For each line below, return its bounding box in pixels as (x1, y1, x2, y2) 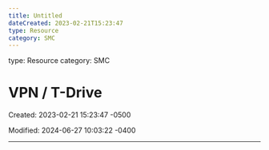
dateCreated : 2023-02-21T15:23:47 (8, 19, 124, 27)
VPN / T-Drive (8, 84, 102, 102)
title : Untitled (8, 11, 62, 20)
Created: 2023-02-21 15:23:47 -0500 (8, 110, 131, 120)
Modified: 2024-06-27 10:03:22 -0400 (8, 125, 136, 136)
